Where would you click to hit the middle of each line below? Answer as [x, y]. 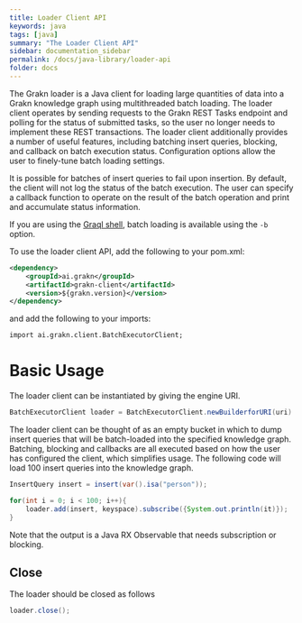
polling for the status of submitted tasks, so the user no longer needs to [142, 122]
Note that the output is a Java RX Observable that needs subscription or [143, 535]
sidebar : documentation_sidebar [70, 51]
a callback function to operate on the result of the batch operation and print [150, 197]
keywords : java [38, 26]
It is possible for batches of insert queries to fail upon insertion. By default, [148, 178]
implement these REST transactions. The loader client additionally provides [149, 132]
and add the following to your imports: [80, 319]
